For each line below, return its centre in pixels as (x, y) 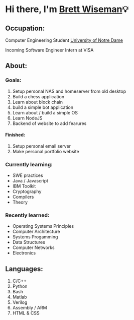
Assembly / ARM (30, 308)
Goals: (13, 80)
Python (20, 286)
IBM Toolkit (24, 186)
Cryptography (27, 191)
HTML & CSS (26, 313)
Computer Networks (34, 247)
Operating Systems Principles (43, 226)
